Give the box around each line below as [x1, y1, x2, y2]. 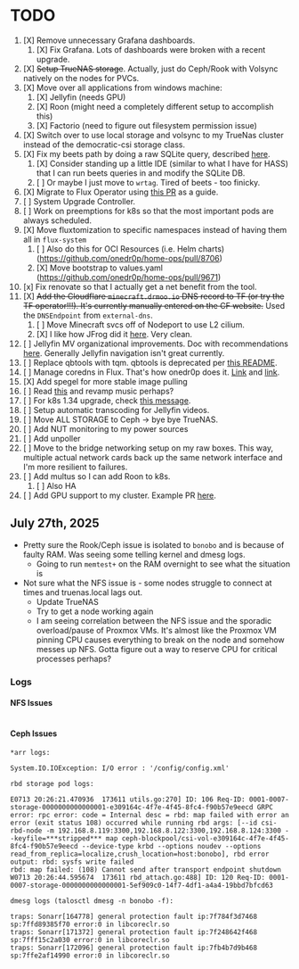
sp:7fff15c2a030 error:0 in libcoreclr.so [10, 936, 170, 945]
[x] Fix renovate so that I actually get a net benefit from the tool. [22, 281, 257, 292]
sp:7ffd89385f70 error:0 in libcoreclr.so [10, 920, 170, 929]
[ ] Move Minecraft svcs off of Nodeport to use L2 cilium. [36, 319, 246, 330]
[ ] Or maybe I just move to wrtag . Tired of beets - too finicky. [36, 177, 261, 187]
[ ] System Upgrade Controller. [22, 195, 136, 206]
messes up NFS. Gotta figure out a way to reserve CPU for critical [36, 643, 278, 654]
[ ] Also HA [36, 480, 77, 491]
